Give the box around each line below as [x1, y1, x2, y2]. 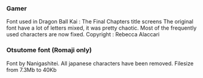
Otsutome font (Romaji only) [6, 46, 92, 54]
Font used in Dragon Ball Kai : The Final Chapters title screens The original [6, 18, 194, 25]
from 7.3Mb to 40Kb [6, 66, 57, 73]
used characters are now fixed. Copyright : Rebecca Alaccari [6, 31, 160, 38]
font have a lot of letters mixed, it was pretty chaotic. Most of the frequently [6, 24, 197, 31]
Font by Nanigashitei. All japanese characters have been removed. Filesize [6, 59, 194, 67]
